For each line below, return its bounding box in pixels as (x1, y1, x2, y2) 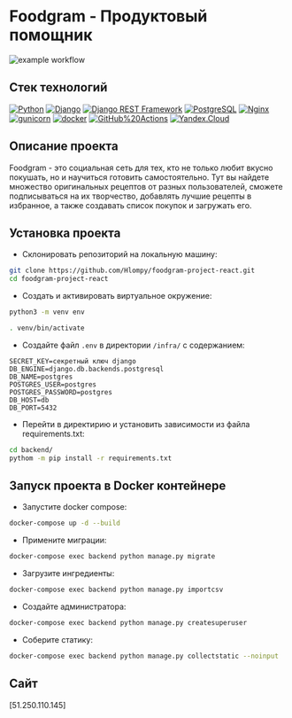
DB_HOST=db (9, 395, 50, 404)
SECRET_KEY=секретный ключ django (9, 356, 137, 365)
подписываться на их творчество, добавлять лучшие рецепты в (9, 191, 252, 201)
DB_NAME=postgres (9, 372, 73, 381)
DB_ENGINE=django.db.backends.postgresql (9, 364, 165, 373)
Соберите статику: (21, 634, 94, 644)
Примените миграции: (21, 535, 107, 546)
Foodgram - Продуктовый (9, 6, 208, 27)
